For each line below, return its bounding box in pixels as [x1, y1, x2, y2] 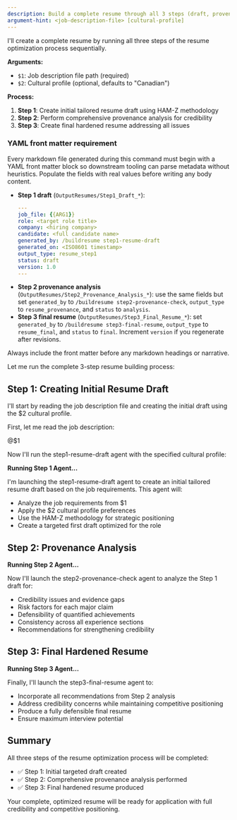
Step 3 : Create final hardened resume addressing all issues [17, 121, 190, 129]
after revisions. [17, 335, 61, 344]
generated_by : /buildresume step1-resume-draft [17, 237, 160, 244]
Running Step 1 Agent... [7, 464, 78, 473]
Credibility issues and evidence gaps [17, 596, 125, 604]
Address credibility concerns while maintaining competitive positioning [17, 699, 224, 708]
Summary [7, 735, 51, 747]
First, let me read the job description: [7, 423, 115, 431]
